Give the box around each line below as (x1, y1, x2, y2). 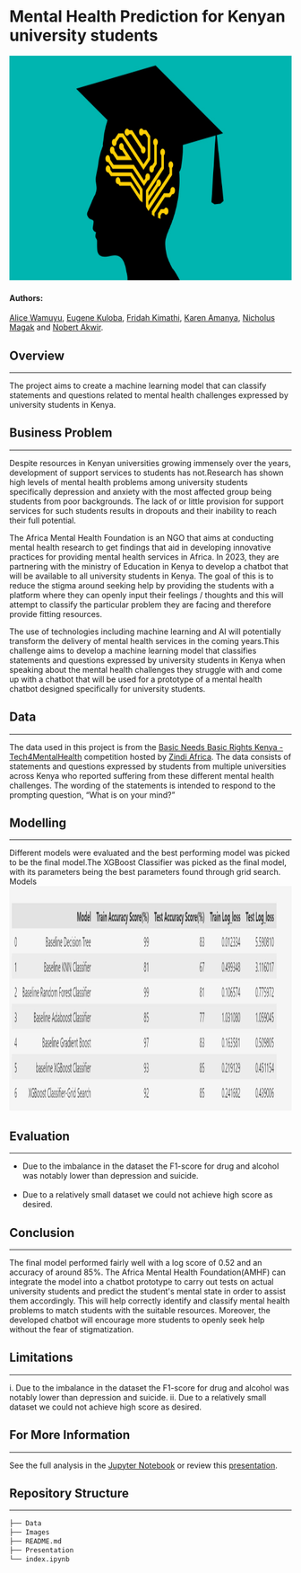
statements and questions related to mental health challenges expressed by (9, 389, 288, 401)
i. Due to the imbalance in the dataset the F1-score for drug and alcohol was (9, 1382, 289, 1393)
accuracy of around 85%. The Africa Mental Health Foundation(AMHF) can (9, 1267, 287, 1277)
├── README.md (9, 1537, 63, 1546)
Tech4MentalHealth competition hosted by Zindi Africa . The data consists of (9, 751, 292, 762)
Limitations (9, 1350, 73, 1365)
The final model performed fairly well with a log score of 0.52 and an (9, 1258, 262, 1268)
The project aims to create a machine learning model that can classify (9, 380, 267, 391)
